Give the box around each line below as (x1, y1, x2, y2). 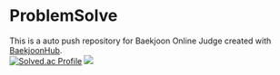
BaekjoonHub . (9, 44, 63, 55)
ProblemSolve (9, 5, 118, 26)
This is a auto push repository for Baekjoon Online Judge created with (9, 35, 272, 46)
